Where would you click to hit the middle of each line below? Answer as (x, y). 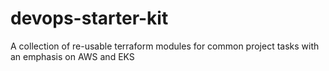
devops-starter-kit (89, 18)
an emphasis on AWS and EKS (72, 56)
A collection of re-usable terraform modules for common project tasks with (165, 46)
